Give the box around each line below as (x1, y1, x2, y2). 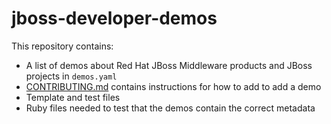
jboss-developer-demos (11, 7, 218, 30)
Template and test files (25, 91, 121, 103)
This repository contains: (11, 40, 114, 52)
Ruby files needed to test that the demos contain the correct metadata (25, 102, 316, 114)
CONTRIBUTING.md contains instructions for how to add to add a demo (25, 80, 322, 92)
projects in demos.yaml (25, 70, 118, 82)
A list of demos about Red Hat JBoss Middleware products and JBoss (25, 59, 313, 71)
